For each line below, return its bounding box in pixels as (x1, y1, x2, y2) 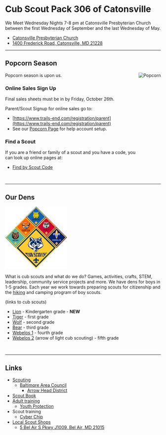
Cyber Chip (19, 414, 43, 420)
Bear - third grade (12, 324, 49, 331)
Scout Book (12, 392, 36, 398)
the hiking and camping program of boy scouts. (5, 290, 102, 295)
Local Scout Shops (12, 419, 51, 425)
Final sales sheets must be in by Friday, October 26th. (5, 96, 115, 102)
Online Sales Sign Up (5, 84, 56, 91)
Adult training (12, 398, 41, 404)
